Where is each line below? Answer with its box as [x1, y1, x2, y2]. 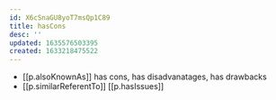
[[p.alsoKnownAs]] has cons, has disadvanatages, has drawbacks [22, 71, 267, 82]
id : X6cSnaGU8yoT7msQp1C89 [9, 13, 111, 23]
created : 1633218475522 [9, 47, 99, 56]
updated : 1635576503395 [9, 38, 99, 48]
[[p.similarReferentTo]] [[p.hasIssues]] [22, 81, 165, 92]
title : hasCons [9, 22, 67, 31]
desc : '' [9, 30, 42, 39]
